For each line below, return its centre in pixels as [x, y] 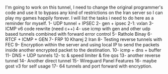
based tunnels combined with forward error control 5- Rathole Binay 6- [79, 34]
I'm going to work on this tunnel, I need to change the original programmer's [84, 7]
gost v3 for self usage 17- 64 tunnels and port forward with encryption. [79, 66]
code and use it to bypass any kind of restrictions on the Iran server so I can [84, 13]
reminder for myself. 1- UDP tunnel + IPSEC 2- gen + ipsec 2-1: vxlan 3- [79, 23]
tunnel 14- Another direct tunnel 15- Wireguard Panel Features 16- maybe [81, 61]
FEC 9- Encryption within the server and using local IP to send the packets [82, 45]
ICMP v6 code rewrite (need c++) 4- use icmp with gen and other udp [78, 29]
